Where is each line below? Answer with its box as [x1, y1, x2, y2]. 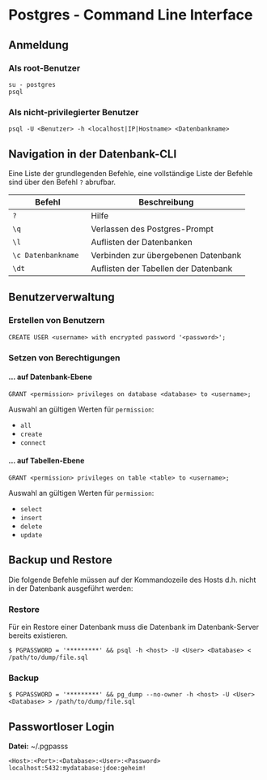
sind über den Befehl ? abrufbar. [8, 177, 116, 187]
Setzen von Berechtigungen [8, 351, 121, 363]
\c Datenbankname [12, 250, 79, 260]
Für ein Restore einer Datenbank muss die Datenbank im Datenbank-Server [8, 623, 259, 632]
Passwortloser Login [8, 720, 115, 734]
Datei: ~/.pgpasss [8, 741, 69, 752]
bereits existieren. [8, 631, 69, 640]
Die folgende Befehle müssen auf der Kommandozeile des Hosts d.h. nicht [8, 575, 256, 584]
